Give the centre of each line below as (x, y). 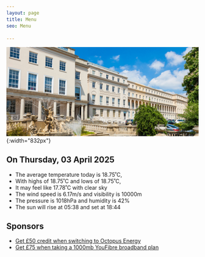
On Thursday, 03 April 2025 (60, 160)
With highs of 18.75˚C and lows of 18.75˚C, (68, 181)
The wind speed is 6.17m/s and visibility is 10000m (78, 194)
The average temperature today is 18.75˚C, (69, 174)
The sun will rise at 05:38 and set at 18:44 (68, 207)
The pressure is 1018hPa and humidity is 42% (72, 200)
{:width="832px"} (29, 140)
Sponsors (25, 226)
